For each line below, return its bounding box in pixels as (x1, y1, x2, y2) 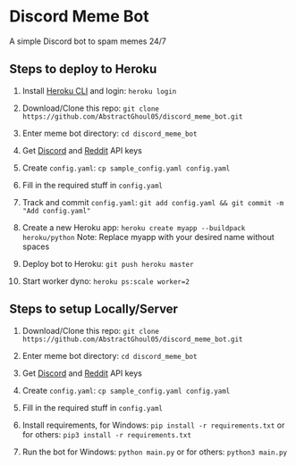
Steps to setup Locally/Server (9, 302, 179, 317)
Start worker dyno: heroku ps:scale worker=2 (21, 275, 190, 287)
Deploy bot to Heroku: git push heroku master (21, 258, 194, 269)
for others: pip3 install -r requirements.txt (21, 429, 192, 439)
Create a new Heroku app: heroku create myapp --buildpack (21, 221, 246, 233)
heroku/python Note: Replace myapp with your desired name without (21, 231, 275, 242)
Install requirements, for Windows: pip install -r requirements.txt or (21, 420, 285, 430)
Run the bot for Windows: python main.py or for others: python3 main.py (21, 446, 288, 457)
